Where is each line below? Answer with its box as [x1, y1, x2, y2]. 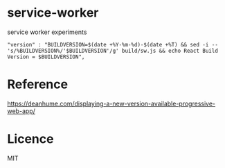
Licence [7, 131, 54, 147]
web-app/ [7, 106, 36, 115]
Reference [7, 76, 68, 92]
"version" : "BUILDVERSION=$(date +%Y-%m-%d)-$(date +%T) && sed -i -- [7, 41, 218, 48]
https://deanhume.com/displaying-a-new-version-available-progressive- [7, 99, 216, 108]
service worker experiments [7, 28, 87, 36]
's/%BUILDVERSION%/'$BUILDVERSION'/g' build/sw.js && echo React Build [7, 47, 218, 54]
